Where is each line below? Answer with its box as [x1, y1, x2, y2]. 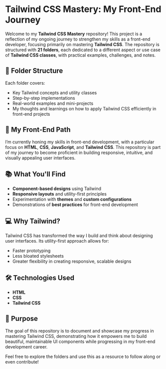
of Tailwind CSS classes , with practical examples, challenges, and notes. [5, 52, 156, 58]
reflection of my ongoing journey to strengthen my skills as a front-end [5, 36, 151, 42]
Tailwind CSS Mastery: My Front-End [5, 4, 162, 15]
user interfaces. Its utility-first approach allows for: [5, 238, 109, 244]
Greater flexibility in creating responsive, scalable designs [12, 258, 132, 264]
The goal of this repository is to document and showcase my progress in [5, 327, 155, 334]
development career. [5, 343, 48, 349]
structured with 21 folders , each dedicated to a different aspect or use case [5, 47, 161, 53]
